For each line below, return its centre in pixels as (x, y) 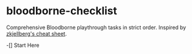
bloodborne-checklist (62, 11)
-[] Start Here (23, 45)
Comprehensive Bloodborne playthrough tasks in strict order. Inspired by (96, 27)
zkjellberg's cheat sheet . (37, 33)
